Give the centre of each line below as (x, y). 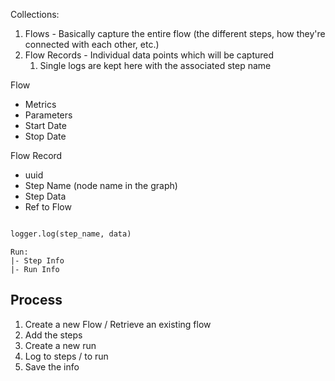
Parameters (48, 115)
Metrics (40, 104)
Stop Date (45, 136)
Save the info (52, 366)
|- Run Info (35, 269)
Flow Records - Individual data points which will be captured (149, 55)
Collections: (35, 14)
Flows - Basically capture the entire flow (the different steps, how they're (175, 33)
